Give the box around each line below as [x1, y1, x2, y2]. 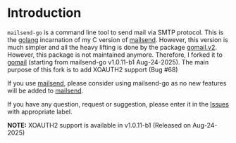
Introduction [7, 5, 82, 21]
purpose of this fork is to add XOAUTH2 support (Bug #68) [7, 65, 178, 74]
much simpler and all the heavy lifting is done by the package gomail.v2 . [7, 43, 217, 51]
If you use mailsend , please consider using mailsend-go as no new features [7, 79, 227, 87]
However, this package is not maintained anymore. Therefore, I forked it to [7, 50, 223, 59]
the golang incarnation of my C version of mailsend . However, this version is [7, 35, 229, 43]
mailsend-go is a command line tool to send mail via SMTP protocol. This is [7, 28, 224, 36]
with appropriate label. [7, 107, 73, 116]
